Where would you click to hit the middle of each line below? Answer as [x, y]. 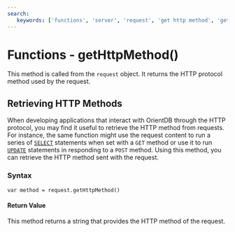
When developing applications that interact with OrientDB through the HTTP [116, 120]
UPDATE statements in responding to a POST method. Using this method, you [114, 150]
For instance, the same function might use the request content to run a [109, 135]
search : [19, 14]
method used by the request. [49, 82]
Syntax [20, 175]
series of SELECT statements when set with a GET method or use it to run [110, 143]
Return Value [27, 205]
